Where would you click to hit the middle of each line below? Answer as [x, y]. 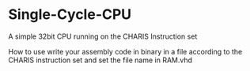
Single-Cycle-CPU [70, 15]
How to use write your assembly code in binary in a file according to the [125, 51]
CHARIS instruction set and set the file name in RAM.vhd [100, 60]
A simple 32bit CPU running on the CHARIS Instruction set [103, 36]
